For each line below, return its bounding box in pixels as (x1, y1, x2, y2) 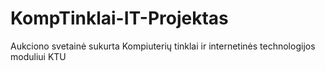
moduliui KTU (10, 50, 67, 62)
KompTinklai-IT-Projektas (10, 7, 229, 30)
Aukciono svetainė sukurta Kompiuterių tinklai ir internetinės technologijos (10, 40, 316, 52)
